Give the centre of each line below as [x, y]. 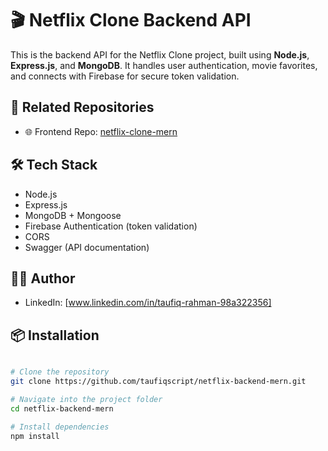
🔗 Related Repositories [82, 107]
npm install [35, 436]
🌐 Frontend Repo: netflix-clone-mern [101, 131]
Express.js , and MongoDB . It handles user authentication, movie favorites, [164, 65]
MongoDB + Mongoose [73, 215]
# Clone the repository [60, 372]
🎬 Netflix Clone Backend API [131, 20]
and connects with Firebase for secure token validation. [125, 76]
